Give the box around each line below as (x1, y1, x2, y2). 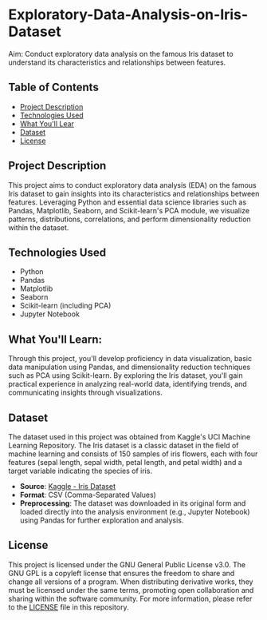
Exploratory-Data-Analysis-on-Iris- (8, 6, 249, 24)
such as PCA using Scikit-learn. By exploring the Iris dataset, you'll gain (8, 371, 243, 380)
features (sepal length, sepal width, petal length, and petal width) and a (8, 458, 243, 467)
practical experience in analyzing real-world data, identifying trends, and (8, 380, 247, 389)
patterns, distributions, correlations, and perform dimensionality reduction (8, 214, 251, 224)
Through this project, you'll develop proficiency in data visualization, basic (8, 354, 253, 364)
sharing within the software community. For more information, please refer (8, 594, 253, 603)
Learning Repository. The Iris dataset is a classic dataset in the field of (8, 441, 239, 450)
